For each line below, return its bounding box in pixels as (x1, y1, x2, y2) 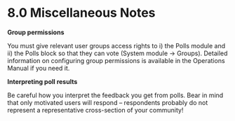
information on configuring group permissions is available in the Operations (7, 56, 226, 64)
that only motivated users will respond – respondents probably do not (7, 98, 208, 106)
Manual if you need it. (7, 64, 70, 72)
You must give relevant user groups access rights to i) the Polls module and (7, 41, 226, 50)
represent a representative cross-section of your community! (7, 106, 184, 114)
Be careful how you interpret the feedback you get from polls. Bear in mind (7, 91, 224, 99)
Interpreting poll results (7, 77, 78, 85)
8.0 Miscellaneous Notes (7, 5, 156, 21)
